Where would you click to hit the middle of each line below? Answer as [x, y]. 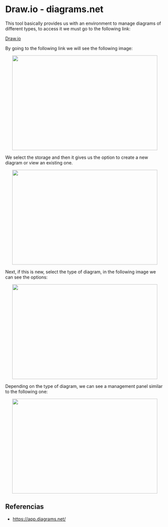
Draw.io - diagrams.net [54, 9]
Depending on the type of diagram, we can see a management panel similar [84, 386]
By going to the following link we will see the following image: [69, 48]
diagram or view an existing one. [39, 162]
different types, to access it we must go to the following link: [68, 28]
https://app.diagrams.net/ [39, 519]
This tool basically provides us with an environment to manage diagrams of [83, 23]
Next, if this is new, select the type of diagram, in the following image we [81, 272]
